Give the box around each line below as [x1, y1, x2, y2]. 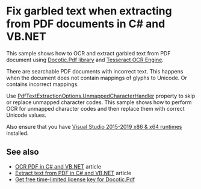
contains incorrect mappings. [6, 80, 79, 88]
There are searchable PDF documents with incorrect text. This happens [6, 67, 184, 75]
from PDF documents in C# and [6, 17, 165, 31]
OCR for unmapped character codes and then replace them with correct [6, 105, 185, 112]
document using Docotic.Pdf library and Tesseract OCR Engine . [6, 56, 164, 63]
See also [6, 147, 39, 157]
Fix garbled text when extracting [6, 4, 173, 18]
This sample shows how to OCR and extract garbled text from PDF [6, 49, 171, 57]
